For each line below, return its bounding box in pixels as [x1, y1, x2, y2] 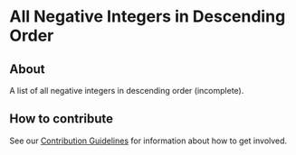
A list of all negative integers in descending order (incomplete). [9, 86, 244, 96]
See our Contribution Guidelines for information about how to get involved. [9, 135, 288, 146]
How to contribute [9, 111, 114, 127]
